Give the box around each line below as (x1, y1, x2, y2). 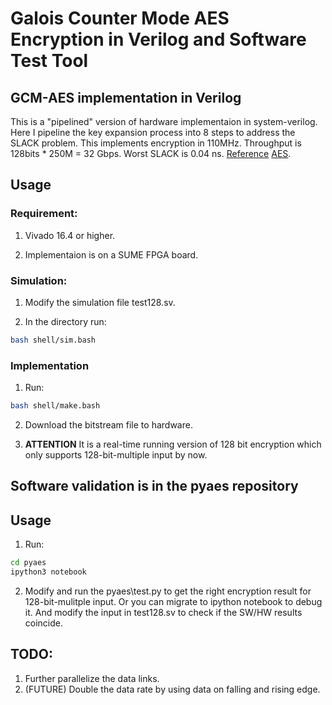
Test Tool (10, 50, 89, 72)
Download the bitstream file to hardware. (24, 419, 193, 431)
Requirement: (10, 207, 78, 221)
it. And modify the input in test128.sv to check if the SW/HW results (24, 606, 303, 618)
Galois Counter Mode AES (10, 7, 230, 30)
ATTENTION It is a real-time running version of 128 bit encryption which (24, 438, 322, 451)
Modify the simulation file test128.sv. (24, 296, 176, 308)
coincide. (24, 617, 64, 629)
